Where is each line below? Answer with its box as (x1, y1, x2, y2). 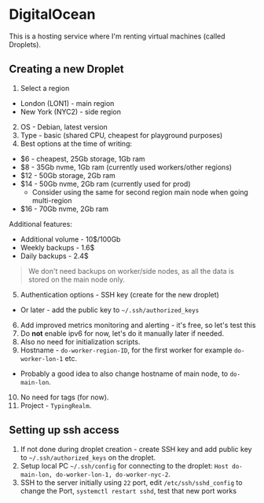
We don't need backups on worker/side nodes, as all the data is (27, 266, 235, 275)
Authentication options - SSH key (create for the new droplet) (20, 290, 219, 299)
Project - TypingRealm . (20, 400, 92, 410)
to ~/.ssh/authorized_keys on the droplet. (20, 453, 156, 462)
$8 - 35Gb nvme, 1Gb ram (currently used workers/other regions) (20, 162, 233, 172)
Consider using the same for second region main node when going (31, 187, 248, 197)
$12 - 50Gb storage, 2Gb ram (20, 170, 116, 180)
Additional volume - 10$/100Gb (20, 234, 121, 244)
